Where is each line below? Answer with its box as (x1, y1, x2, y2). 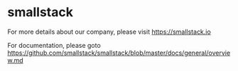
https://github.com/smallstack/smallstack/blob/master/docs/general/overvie (7, 49, 231, 57)
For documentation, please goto (7, 41, 101, 49)
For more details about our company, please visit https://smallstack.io (7, 27, 211, 36)
